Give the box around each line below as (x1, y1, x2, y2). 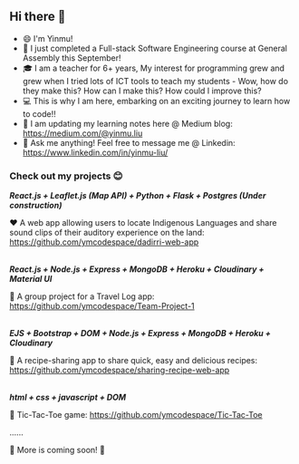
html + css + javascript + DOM (9, 391, 127, 403)
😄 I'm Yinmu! (22, 33, 73, 43)
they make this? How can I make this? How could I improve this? (22, 85, 262, 96)
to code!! (22, 108, 56, 119)
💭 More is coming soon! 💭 (9, 445, 106, 456)
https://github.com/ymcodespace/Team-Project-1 (9, 301, 195, 312)
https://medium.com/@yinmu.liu (22, 128, 143, 139)
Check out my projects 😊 (9, 169, 123, 182)
